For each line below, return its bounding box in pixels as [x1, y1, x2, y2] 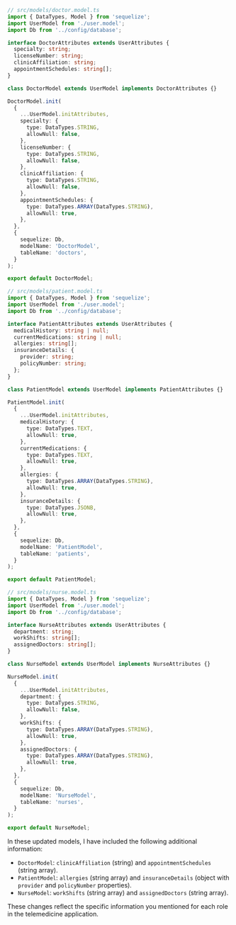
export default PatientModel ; [7, 576, 97, 584]
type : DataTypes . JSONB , [26, 504, 97, 511]
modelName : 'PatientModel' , [20, 543, 103, 550]
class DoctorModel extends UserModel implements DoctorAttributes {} [7, 85, 218, 92]
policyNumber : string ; [20, 360, 87, 367]
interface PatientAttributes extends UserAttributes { [7, 320, 173, 327]
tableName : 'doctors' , [20, 249, 87, 256]
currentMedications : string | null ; [13, 334, 122, 341]
